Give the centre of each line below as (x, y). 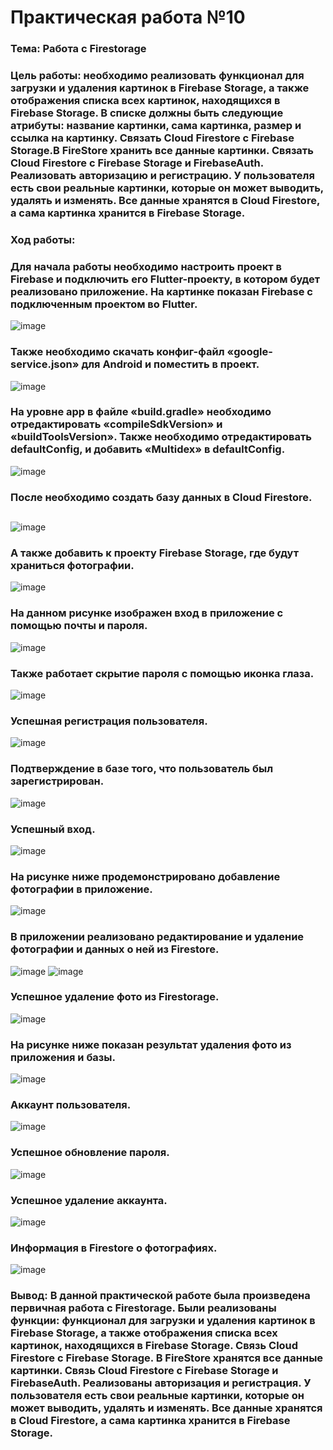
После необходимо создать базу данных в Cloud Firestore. (161, 497)
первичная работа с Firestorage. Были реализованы (143, 1308)
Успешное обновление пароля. (90, 1153)
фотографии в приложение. (81, 889)
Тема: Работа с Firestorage (78, 49)
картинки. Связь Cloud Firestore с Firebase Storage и (144, 1371)
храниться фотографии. (72, 566)
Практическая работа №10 (128, 17)
